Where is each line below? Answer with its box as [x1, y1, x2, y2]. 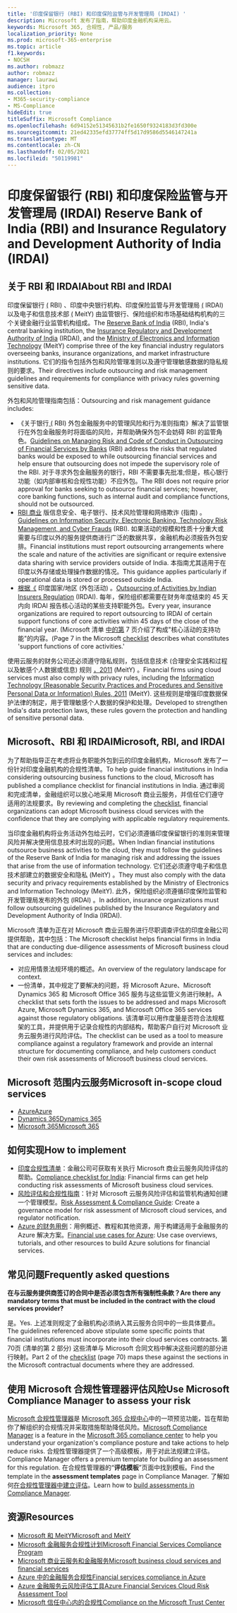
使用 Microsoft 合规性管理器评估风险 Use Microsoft [7, 1383, 230, 1395]
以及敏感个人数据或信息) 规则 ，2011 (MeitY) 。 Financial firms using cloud [7, 665, 221, 674]
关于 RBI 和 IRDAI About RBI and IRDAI [7, 281, 172, 293]
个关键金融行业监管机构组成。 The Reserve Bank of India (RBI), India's [7, 318, 209, 327]
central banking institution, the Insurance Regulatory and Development [7, 326, 213, 334]
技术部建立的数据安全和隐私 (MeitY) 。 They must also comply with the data [7, 870, 226, 879]
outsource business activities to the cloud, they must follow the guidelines [7, 846, 223, 854]
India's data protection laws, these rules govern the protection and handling [7, 706, 228, 714]
